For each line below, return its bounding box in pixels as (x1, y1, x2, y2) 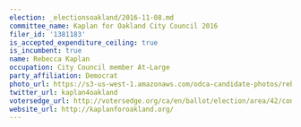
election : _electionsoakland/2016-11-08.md (9, 13, 175, 22)
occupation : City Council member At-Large (9, 63, 170, 72)
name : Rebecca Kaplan (9, 55, 90, 63)
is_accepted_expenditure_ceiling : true (9, 38, 159, 47)
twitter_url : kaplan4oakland (9, 88, 118, 97)
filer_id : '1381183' (9, 30, 87, 38)
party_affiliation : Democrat (9, 72, 118, 80)
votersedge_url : (9, 96, 70, 106)
